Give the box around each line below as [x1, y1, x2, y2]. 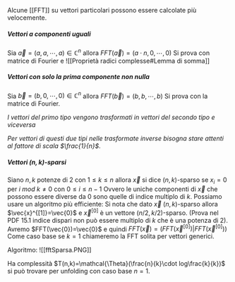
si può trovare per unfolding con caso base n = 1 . [7, 267, 150, 276]
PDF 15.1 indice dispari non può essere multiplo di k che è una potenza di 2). [7, 216, 228, 224]
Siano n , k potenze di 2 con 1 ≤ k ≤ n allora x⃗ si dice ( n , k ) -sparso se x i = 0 [7, 176, 227, 186]
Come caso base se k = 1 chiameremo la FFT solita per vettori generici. [7, 232, 215, 240]
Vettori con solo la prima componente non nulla [7, 73, 150, 81]
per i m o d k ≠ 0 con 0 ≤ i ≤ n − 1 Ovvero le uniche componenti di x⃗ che [7, 185, 218, 193]
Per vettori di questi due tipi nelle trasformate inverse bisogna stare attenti [7, 134, 224, 143]
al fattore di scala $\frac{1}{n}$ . [7, 142, 101, 150]
